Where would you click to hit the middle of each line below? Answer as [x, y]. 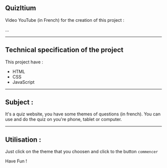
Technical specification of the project [64, 50]
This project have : [24, 62]
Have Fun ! [16, 161]
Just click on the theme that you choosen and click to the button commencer [82, 152]
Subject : [19, 102]
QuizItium [21, 8]
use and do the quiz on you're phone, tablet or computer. [64, 119]
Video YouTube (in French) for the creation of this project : [65, 20]
